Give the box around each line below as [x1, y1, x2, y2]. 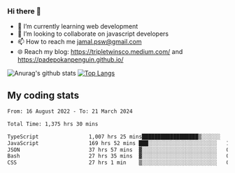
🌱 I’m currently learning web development [17, 22, 138, 31]
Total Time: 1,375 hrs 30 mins [7, 120, 99, 127]
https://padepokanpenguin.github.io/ [17, 55, 124, 64]
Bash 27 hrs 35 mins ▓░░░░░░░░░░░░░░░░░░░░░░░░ [7, 153, 218, 160]
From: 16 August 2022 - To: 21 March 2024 [7, 108, 133, 115]
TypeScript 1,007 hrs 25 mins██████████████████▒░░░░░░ [7, 133, 220, 140]
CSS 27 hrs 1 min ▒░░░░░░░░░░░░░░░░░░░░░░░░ [7, 159, 218, 167]
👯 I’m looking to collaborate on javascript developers [17, 29, 169, 38]
